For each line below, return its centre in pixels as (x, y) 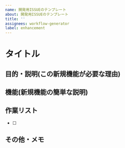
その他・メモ (25, 140)
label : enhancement (25, 28)
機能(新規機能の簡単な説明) (46, 92)
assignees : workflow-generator (37, 24)
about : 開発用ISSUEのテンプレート (37, 14)
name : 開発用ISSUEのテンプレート (36, 10)
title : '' (15, 19)
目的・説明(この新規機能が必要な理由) (63, 74)
